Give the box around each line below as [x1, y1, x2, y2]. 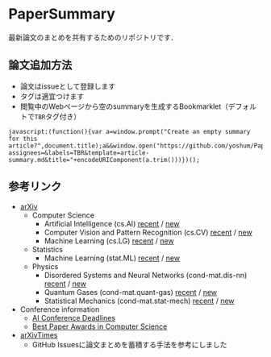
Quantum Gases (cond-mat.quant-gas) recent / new [44, 287, 218, 297]
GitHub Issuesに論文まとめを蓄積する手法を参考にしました [31, 339, 227, 349]
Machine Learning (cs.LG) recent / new [44, 235, 175, 246]
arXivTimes [19, 330, 58, 339]
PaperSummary [8, 5, 115, 23]
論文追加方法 [8, 58, 73, 73]
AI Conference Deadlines [31, 313, 115, 322]
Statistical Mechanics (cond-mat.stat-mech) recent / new [44, 296, 236, 305]
